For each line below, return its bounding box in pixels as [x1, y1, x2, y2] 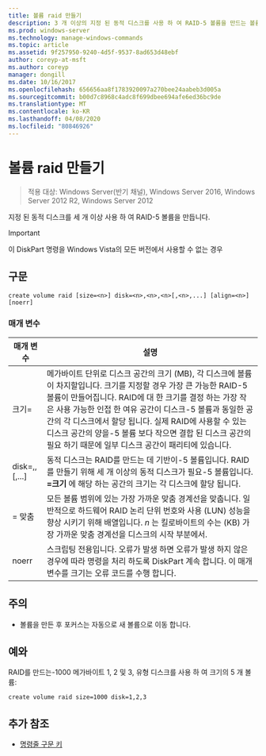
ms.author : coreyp [8, 64, 69, 71]
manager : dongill [8, 71, 66, 79]
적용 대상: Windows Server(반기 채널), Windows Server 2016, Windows [27, 187, 256, 196]
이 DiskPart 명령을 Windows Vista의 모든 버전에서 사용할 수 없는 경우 [8, 244, 223, 254]
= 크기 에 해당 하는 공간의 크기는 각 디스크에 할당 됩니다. [46, 478, 241, 489]
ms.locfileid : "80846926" [8, 122, 93, 130]
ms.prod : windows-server [8, 26, 90, 34]
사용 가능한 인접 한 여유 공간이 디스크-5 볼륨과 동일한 [55, 403, 244, 415]
